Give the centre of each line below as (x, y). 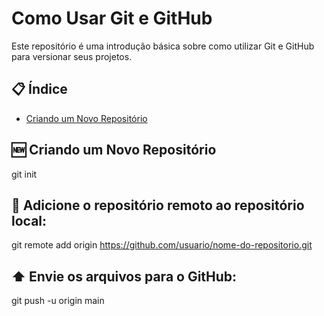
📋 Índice (39, 89)
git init (24, 174)
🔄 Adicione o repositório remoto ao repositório (158, 205)
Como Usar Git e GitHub (112, 18)
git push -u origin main (58, 301)
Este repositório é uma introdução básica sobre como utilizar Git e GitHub (163, 46)
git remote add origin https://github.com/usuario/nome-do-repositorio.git (162, 245)
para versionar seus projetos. (72, 56)
